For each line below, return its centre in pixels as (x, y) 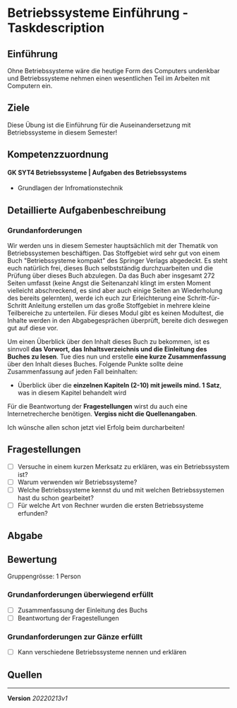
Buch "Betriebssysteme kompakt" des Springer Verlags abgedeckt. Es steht (117, 261)
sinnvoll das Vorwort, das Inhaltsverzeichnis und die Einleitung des (107, 349)
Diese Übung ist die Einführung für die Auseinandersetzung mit (99, 125)
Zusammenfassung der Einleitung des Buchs (83, 610)
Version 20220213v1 (38, 698)
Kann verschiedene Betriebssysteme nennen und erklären (102, 652)
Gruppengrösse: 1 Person (44, 576)
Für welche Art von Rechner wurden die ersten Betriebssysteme (110, 506)
